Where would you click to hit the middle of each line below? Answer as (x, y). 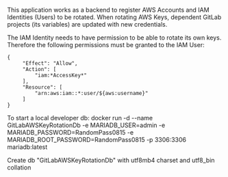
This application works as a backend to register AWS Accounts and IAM (109, 10)
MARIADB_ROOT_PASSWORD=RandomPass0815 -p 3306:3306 (97, 140)
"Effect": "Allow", (50, 64)
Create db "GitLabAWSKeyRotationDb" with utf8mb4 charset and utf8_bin (111, 160)
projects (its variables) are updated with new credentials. (87, 24)
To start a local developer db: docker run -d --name (80, 118)
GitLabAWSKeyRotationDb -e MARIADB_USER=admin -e (86, 125)
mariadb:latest (27, 147)
